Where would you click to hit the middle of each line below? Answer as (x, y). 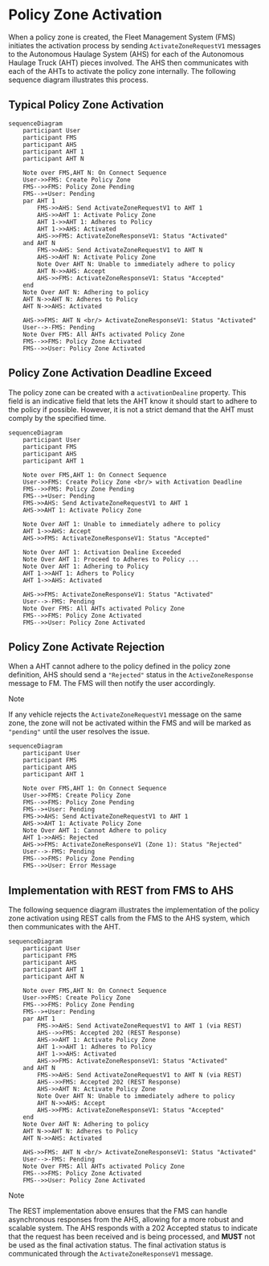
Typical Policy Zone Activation (86, 105)
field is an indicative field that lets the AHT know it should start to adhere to (133, 401)
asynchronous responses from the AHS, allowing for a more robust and (126, 1219)
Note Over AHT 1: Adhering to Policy (86, 566)
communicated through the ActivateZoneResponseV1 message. (111, 1254)
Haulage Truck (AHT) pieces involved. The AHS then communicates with (128, 63)
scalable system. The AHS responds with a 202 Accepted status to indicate (133, 1228)
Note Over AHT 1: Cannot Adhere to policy (95, 831)
